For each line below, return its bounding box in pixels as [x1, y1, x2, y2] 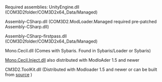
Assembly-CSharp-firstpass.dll [5, 33, 67, 39]
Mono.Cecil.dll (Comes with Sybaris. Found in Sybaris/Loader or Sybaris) [5, 48, 151, 53]
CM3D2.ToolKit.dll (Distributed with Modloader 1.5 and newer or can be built [5, 66, 158, 72]
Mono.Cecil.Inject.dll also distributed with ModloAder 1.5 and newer [5, 57, 140, 63]
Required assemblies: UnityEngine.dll [5, 4, 80, 10]
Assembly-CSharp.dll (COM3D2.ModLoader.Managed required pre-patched [5, 19, 157, 24]
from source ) [5, 72, 32, 77]
